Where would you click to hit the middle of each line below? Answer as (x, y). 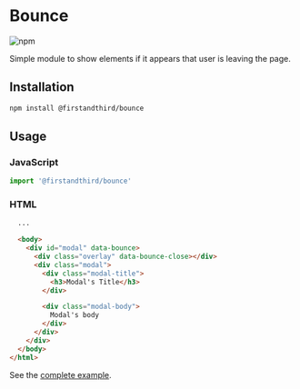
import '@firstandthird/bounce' (70, 181)
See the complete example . (60, 374)
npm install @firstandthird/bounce (77, 108)
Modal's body (75, 315)
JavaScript (34, 162)
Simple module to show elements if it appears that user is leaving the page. (150, 58)
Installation (42, 87)
